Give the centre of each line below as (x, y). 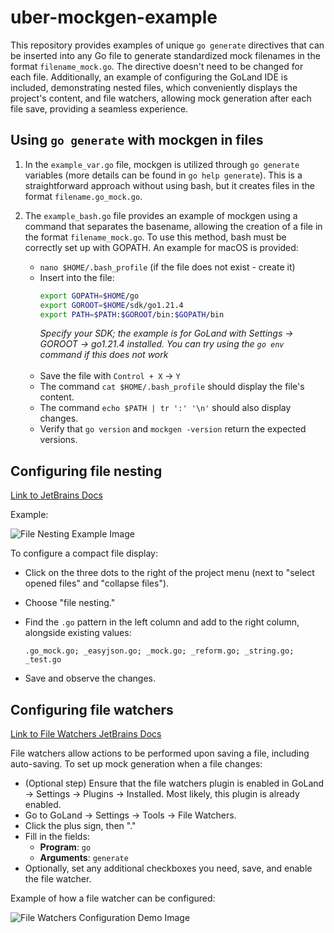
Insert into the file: (77, 277)
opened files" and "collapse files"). (97, 583)
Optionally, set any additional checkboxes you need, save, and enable (168, 868)
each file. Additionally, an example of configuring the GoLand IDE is (149, 77)
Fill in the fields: (57, 836)
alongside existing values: (78, 633)
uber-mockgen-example (114, 17)
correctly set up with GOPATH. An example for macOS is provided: (161, 247)
